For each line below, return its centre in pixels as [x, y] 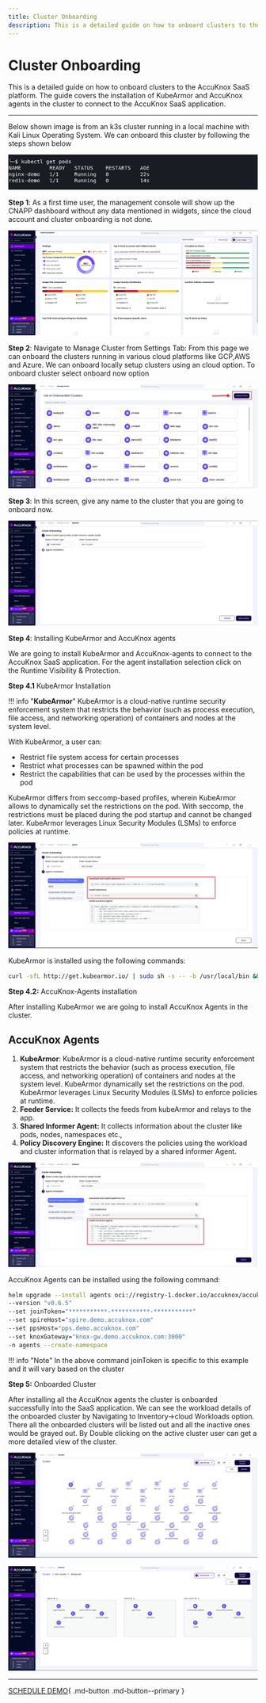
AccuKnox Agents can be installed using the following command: [114, 1279]
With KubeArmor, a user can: [55, 742]
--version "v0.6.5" [40, 1304]
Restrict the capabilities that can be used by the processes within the [132, 774]
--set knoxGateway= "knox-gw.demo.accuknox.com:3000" [97, 1336]
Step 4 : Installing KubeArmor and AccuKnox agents [92, 639]
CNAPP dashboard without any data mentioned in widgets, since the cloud [130, 211]
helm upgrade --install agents [60, 1295]
